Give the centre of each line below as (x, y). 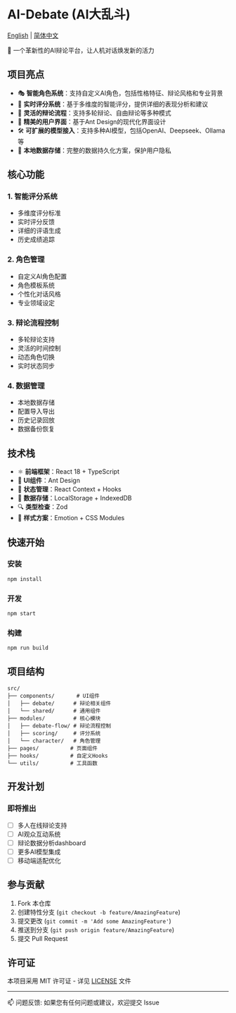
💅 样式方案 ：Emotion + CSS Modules (71, 518)
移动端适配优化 (39, 860)
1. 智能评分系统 (33, 197)
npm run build (28, 648)
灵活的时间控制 (39, 348)
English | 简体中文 (33, 35)
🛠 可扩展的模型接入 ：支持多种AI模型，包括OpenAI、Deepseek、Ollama (121, 130)
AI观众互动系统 (39, 834)
